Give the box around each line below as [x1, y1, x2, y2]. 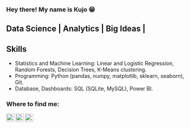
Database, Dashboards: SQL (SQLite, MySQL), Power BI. [14, 85, 153, 92]
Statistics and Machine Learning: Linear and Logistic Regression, [14, 60, 174, 67]
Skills [6, 44, 27, 54]
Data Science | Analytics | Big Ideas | [6, 24, 146, 34]
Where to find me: [6, 100, 60, 108]
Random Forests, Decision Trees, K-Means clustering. [14, 66, 147, 73]
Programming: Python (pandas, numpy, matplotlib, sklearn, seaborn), [14, 73, 185, 80]
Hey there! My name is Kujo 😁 [6, 5, 95, 14]
